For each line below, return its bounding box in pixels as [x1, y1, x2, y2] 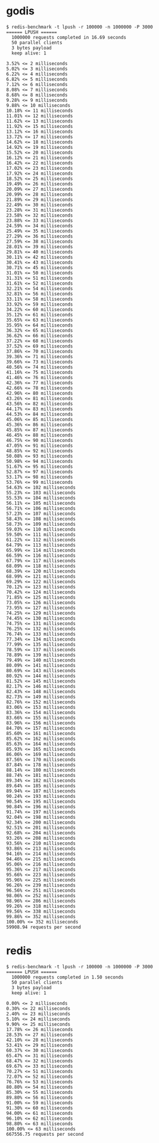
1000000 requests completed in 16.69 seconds [11, 34, 127, 40]
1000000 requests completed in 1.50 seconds [11, 974, 124, 980]
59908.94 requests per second [6, 924, 82, 930]
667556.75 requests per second [6, 1131, 84, 1137]
